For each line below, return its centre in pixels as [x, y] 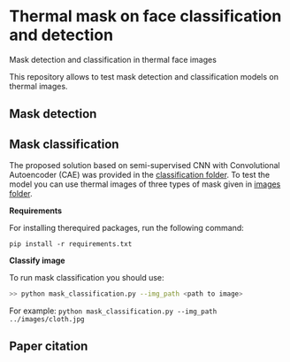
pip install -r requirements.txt [71, 244]
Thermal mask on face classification [145, 16]
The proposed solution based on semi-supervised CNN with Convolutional [145, 166]
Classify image [37, 261]
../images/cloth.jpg [47, 320]
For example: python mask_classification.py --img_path [113, 311]
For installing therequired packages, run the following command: [127, 228]
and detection [61, 35]
